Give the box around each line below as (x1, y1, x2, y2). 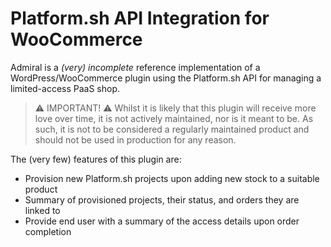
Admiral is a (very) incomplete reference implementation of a (10, 61, 261, 73)
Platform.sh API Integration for (10, 7, 270, 30)
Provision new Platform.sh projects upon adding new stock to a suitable (24, 172, 320, 184)
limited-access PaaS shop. (10, 82, 121, 94)
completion (24, 225, 72, 237)
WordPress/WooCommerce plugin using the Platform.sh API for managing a (10, 72, 322, 84)
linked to (24, 204, 61, 216)
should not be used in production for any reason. (34, 133, 237, 146)
